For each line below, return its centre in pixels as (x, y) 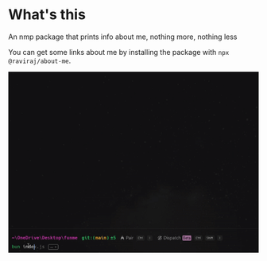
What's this (47, 15)
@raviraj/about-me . (40, 60)
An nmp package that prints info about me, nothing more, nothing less (123, 37)
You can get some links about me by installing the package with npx (119, 52)
